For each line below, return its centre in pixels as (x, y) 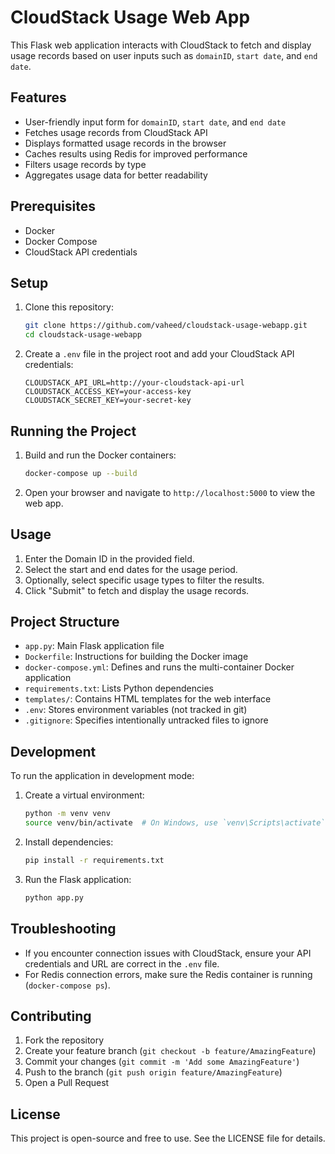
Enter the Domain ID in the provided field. (109, 558)
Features (38, 97)
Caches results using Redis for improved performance (136, 153)
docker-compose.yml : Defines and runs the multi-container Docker (159, 667)
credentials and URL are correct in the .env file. (122, 963)
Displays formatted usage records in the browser (125, 143)
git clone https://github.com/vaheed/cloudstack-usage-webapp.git (166, 326)
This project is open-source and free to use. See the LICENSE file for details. (168, 1138)
